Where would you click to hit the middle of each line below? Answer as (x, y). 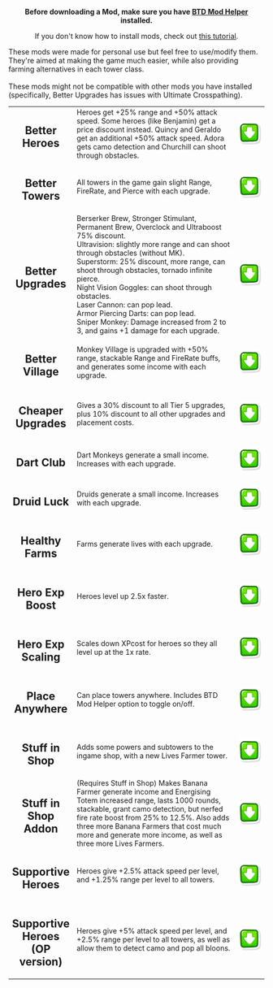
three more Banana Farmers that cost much (149, 826)
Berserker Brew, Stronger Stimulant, (136, 219)
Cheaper (41, 411)
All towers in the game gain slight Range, (145, 183)
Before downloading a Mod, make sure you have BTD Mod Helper (136, 12)
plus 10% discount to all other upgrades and (151, 414)
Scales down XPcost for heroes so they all (147, 643)
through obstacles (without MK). (131, 253)
